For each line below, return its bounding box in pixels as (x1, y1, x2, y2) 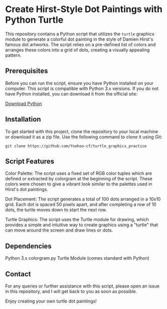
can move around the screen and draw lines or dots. (5, 227, 113, 233)
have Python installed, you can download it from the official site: (5, 90, 138, 96)
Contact (5, 270, 31, 278)
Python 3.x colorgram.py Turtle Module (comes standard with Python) (5, 255, 149, 261)
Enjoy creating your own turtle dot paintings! (5, 298, 97, 304)
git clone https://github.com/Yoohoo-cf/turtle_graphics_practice (5, 143, 147, 149)
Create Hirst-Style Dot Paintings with (5, 4, 163, 15)
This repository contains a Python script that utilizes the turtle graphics (5, 31, 154, 37)
